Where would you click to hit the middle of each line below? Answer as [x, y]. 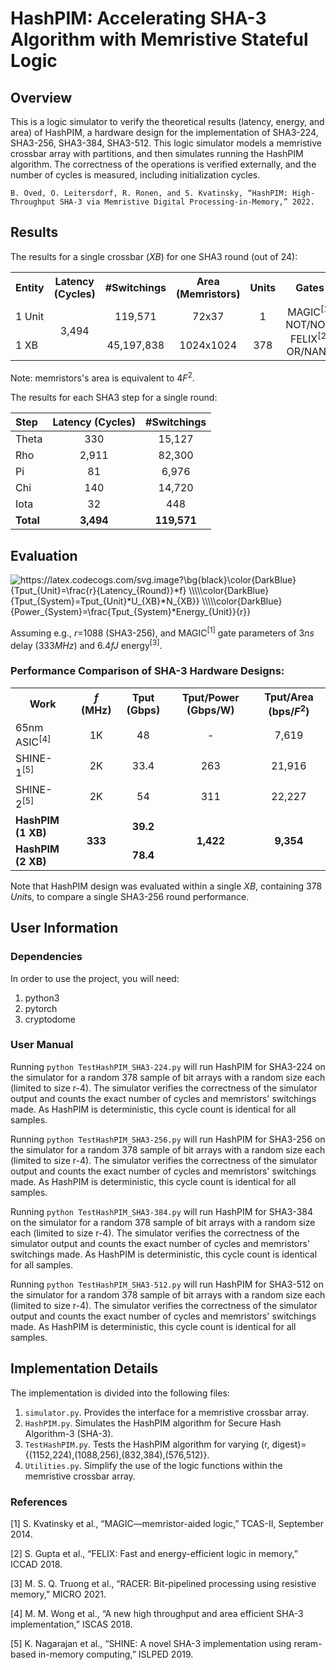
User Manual [42, 1045]
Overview [41, 97]
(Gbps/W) [210, 710]
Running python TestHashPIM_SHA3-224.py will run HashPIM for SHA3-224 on [168, 1066]
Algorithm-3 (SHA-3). [69, 1433]
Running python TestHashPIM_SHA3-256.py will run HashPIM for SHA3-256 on [168, 1139]
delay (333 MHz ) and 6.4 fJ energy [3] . [86, 644]
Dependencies [46, 957]
